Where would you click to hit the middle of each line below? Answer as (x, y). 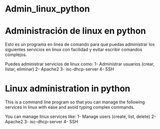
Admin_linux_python (48, 9)
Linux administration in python (68, 89)
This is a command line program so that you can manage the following (75, 102)
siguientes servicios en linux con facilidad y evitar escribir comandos (74, 50)
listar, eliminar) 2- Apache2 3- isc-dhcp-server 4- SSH (60, 69)
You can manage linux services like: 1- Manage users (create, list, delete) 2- (80, 116)
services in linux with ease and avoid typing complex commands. (70, 107)
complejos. (16, 55)
